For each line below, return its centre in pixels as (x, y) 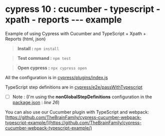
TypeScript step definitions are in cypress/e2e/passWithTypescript (74, 87)
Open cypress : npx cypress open (52, 68)
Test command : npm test (44, 58)
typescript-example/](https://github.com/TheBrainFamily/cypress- (73, 123)
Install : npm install (38, 48)
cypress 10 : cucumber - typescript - (83, 9)
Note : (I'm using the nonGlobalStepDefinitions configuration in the (82, 97)
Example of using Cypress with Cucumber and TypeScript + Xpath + (76, 33)
